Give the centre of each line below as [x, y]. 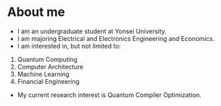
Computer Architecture [50, 67]
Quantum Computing [47, 59]
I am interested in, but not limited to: [69, 46]
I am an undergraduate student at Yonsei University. [92, 31]
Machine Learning [43, 74]
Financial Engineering [48, 81]
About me [36, 12]
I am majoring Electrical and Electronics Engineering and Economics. [116, 38]
